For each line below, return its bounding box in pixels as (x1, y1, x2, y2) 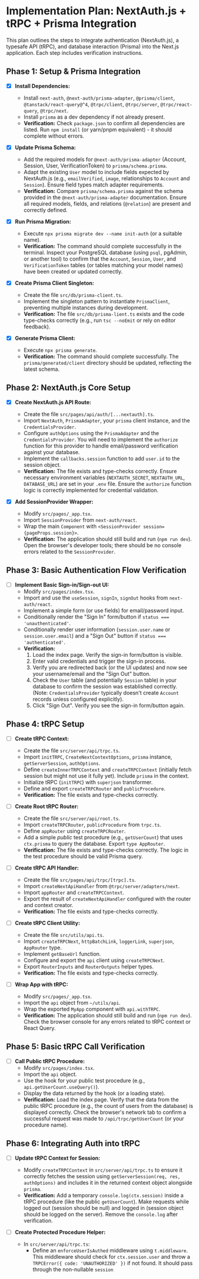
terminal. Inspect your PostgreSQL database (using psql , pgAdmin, (23, 249, 188, 256)
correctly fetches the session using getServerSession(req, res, (23, 1172, 181, 1179)
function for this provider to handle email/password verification (23, 442, 178, 449)
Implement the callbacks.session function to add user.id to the (23, 455, 180, 462)
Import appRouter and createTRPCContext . (23, 889, 125, 896)
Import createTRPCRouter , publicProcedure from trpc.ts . (23, 821, 162, 828)
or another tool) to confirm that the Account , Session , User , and (23, 255, 176, 262)
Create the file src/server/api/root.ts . (23, 815, 121, 822)
